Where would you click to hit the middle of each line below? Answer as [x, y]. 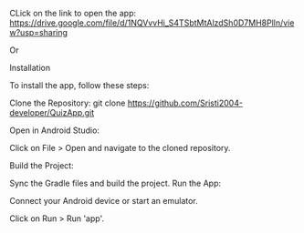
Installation [30, 68]
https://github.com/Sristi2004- [185, 103]
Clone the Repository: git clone [68, 103]
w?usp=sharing [39, 32]
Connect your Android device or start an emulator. [104, 201]
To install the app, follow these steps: [79, 85]
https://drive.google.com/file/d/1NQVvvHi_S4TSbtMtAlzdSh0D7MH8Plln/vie [152, 23]
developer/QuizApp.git [52, 112]
